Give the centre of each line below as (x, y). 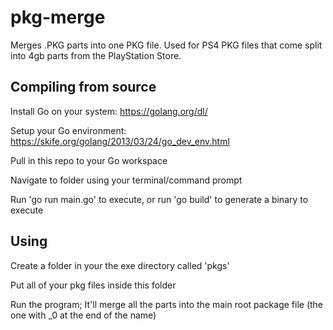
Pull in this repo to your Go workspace (89, 160)
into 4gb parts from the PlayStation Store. (96, 55)
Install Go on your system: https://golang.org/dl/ (109, 111)
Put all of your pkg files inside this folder (93, 285)
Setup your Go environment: (68, 130)
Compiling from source (83, 87)
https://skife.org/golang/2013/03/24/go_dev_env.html (120, 141)
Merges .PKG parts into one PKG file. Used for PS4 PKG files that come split (166, 45)
